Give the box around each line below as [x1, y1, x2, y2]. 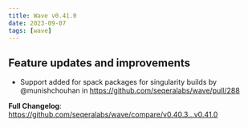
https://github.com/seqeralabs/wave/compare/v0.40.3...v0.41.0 [8, 109, 218, 120]
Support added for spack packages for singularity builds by [19, 77, 218, 87]
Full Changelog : [8, 101, 62, 111]
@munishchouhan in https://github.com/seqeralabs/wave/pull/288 [19, 85, 241, 96]
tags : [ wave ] [8, 26, 52, 34]
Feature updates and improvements [8, 56, 191, 69]
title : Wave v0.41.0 [8, 11, 78, 20]
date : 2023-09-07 [8, 19, 67, 27]
